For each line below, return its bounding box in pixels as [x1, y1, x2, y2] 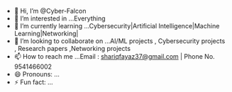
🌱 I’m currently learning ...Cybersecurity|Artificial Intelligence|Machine [13, 22, 220, 30]
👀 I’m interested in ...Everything [13, 14, 106, 23]
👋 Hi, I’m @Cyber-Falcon [13, 7, 87, 15]
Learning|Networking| [13, 29, 79, 38]
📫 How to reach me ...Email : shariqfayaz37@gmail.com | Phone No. [13, 52, 215, 60]
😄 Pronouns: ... [13, 70, 60, 78]
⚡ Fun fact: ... [13, 78, 53, 86]
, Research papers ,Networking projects [13, 45, 131, 52]
